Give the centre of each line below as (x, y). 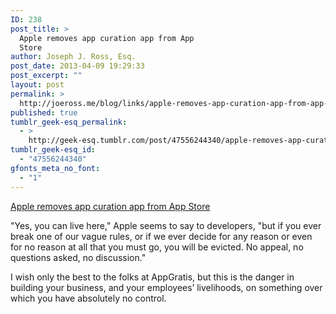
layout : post (37, 85)
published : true (44, 112)
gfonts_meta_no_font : (55, 168)
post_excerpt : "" (46, 76)
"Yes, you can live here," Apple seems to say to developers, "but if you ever (166, 225)
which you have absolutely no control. (88, 298)
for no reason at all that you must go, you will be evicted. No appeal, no (157, 247)
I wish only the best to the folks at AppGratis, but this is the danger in (152, 277)
